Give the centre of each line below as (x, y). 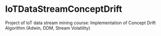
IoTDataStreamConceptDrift (64, 9)
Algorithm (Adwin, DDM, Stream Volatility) (48, 28)
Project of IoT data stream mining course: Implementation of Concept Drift (80, 23)
